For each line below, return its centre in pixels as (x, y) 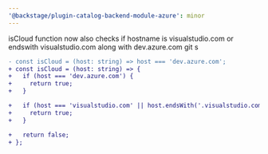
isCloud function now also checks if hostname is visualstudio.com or (121, 38)
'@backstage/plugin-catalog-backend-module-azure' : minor (106, 16)
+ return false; (39, 135)
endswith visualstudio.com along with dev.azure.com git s (103, 47)
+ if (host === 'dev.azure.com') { (71, 77)
